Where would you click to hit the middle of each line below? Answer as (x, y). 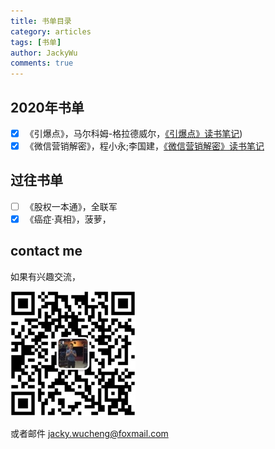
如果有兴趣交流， (45, 276)
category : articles (51, 31)
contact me (46, 251)
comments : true (42, 63)
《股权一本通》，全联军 (71, 206)
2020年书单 (47, 107)
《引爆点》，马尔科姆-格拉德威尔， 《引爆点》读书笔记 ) (133, 133)
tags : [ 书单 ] (36, 42)
